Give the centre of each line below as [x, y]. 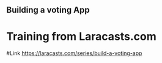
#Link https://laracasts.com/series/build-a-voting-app [74, 53]
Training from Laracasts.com [82, 36]
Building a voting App [48, 10]
